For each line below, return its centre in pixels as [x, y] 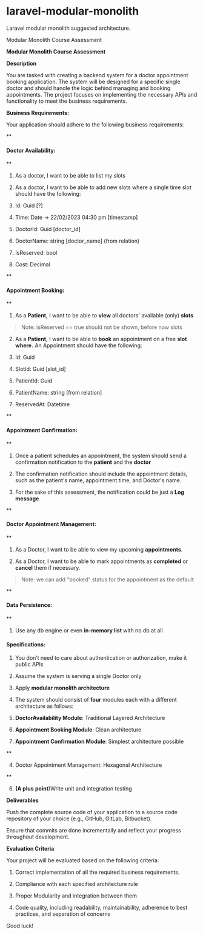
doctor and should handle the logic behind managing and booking [88, 88]
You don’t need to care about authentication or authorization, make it [101, 658]
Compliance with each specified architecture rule [76, 884]
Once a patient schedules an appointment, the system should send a [101, 455]
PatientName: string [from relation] [58, 393]
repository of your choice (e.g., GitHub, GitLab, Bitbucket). [79, 818]
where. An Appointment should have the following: [78, 345]
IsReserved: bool [36, 253]
